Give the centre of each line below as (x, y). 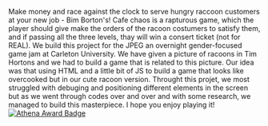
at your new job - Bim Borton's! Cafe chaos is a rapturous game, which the (131, 20)
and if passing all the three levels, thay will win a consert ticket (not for (124, 37)
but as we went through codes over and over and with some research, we (130, 96)
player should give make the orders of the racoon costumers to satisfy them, (134, 28)
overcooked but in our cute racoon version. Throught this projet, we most (129, 79)
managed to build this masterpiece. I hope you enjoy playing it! (112, 104)
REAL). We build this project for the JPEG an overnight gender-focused (125, 45)
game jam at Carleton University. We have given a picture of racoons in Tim (133, 54)
